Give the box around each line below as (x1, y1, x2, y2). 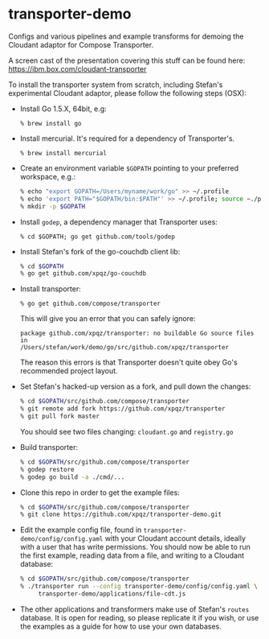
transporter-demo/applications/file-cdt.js (38, 590, 186, 598)
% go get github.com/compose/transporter (19, 299, 161, 308)
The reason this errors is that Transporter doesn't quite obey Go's (19, 357, 238, 367)
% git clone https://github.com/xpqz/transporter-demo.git (19, 510, 222, 519)
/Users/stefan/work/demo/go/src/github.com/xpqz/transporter (19, 344, 230, 352)
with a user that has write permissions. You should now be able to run (19, 542, 251, 552)
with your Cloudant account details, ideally (104, 534, 247, 543)
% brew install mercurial (19, 149, 107, 157)
